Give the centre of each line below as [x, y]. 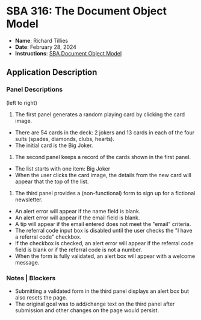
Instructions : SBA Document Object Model [68, 53]
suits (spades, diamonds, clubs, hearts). [64, 139]
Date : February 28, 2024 [46, 47]
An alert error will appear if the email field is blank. [77, 218]
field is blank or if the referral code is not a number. [79, 249]
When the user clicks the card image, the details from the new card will [103, 175]
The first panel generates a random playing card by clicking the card [100, 114]
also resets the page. [41, 297]
